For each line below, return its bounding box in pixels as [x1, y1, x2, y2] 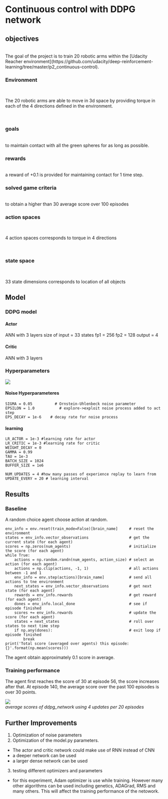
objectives [5, 34, 39, 43]
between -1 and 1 [5, 570, 42, 575]
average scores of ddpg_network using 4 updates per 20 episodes [5, 704, 144, 710]
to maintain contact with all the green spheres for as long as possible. [5, 142, 149, 148]
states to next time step [5, 623, 59, 628]
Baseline [5, 505, 27, 512]
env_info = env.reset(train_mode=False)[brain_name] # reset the [5, 526, 154, 531]
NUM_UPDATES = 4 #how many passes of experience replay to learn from [5, 472, 156, 477]
